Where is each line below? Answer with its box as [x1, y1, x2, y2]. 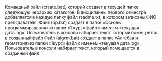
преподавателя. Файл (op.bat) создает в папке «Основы [5, 19, 122, 25]
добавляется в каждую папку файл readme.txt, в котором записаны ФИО [5, 15, 157, 20]
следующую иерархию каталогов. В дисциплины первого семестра [5, 9, 146, 15]
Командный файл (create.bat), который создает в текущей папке [5, 4, 139, 10]
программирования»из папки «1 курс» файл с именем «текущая [5, 25, 139, 30]
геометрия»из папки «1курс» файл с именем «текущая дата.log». [5, 40, 141, 46]
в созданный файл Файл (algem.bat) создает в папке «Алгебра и [5, 35, 138, 41]
